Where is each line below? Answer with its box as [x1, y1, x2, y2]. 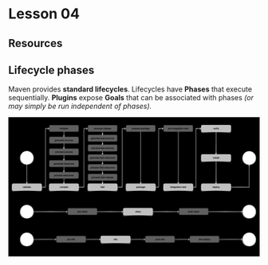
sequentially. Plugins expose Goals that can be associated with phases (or [8, 93, 254, 103]
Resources [8, 37, 63, 50]
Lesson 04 [8, 5, 80, 23]
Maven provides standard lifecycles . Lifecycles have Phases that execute [8, 84, 253, 94]
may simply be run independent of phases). [8, 101, 152, 111]
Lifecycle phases [8, 63, 95, 76]
